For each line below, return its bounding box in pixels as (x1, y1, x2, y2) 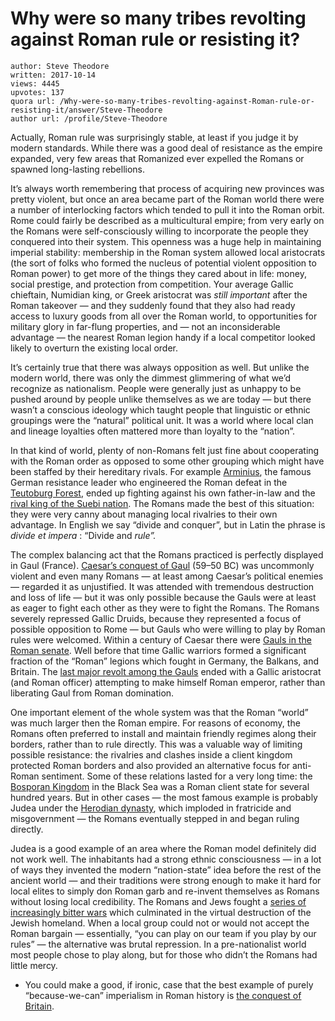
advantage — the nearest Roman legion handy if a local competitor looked (10, 331, 316, 343)
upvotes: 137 (10, 87, 65, 97)
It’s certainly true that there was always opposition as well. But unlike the (10, 361, 310, 373)
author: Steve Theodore (10, 61, 110, 71)
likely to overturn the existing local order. (10, 342, 178, 354)
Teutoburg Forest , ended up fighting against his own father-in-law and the (10, 487, 316, 499)
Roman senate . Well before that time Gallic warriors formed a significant (10, 644, 307, 656)
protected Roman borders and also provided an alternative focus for (10, 759, 291, 771)
